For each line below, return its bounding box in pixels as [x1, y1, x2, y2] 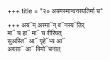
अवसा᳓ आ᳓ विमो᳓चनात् [7, 44, 61, 53]
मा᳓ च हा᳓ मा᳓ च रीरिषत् [7, 29, 62, 37]
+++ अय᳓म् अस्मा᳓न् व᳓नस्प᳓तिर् [7, 21, 85, 29]
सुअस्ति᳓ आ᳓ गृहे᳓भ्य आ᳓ [7, 37, 65, 45]
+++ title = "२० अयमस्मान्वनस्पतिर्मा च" [7, 7, 104, 15]
